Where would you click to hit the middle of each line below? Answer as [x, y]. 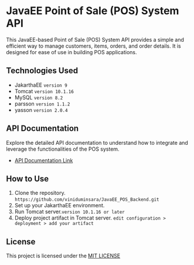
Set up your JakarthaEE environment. [59, 206]
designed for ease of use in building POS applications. [72, 52]
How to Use [28, 179]
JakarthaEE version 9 [41, 85]
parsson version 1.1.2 [42, 104]
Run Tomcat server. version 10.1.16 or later [69, 212]
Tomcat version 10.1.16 [44, 91]
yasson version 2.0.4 [41, 110]
